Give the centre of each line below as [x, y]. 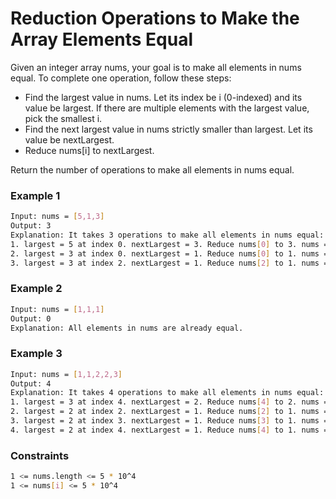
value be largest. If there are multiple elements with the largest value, [167, 108]
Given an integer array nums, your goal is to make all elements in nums [156, 67]
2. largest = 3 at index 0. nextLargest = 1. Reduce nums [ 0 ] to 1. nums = [169, 253]
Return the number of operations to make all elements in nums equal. [152, 169]
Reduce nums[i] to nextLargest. [89, 150]
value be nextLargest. [69, 139]
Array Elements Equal [102, 39]
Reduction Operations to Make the [155, 18]
